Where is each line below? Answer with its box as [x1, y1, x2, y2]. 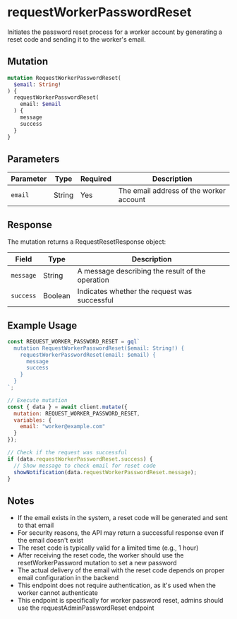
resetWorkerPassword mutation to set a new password [17, 559, 178, 567]
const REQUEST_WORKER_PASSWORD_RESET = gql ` [7, 338, 140, 345]
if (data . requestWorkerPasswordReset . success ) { [7, 455, 153, 463]
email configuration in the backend [17, 574, 119, 582]
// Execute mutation [7, 396, 68, 403]
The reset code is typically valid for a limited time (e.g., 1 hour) [17, 543, 199, 552]
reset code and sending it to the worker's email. [7, 35, 146, 43]
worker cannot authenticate [17, 589, 99, 597]
